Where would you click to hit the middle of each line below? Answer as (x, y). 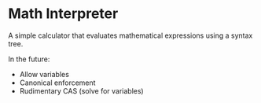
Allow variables (44, 74)
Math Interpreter (63, 14)
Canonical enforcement (57, 83)
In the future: (29, 59)
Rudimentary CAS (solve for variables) (81, 90)
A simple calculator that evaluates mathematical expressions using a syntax (130, 35)
